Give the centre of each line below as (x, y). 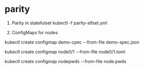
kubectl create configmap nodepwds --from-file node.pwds (66, 61)
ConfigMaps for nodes (35, 32)
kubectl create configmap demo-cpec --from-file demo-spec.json (72, 42)
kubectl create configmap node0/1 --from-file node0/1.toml (65, 52)
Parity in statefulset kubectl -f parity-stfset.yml (59, 23)
